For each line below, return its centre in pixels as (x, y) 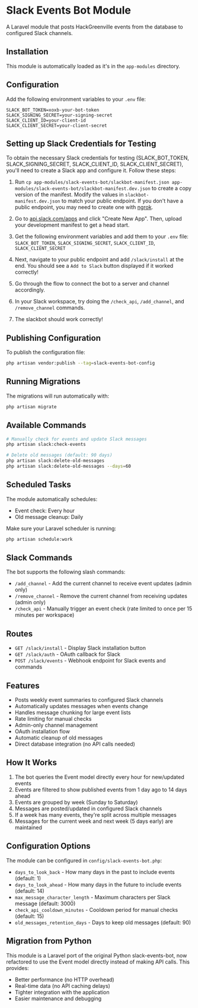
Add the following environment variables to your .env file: (76, 99)
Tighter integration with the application (62, 992)
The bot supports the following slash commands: (66, 572)
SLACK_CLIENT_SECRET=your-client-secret (57, 125)
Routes (20, 634)
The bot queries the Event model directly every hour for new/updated (100, 777)
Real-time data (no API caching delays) (63, 985)
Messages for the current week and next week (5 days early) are (94, 821)
